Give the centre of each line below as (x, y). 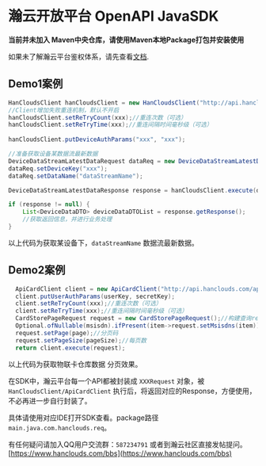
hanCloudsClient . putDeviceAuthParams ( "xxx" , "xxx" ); (97, 139)
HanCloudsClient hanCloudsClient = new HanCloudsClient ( (104, 103)
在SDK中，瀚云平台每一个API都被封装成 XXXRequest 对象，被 (106, 380)
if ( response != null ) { (49, 204)
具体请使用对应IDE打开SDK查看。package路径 (84, 418)
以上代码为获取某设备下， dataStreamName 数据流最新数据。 (104, 243)
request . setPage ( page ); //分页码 (67, 333)
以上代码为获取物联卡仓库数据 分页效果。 (75, 364)
